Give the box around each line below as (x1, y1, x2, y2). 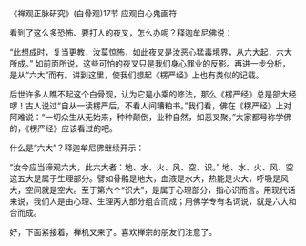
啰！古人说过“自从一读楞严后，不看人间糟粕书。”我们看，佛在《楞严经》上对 (9, 100, 292, 111)
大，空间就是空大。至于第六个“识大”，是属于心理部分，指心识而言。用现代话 (9, 185, 296, 195)
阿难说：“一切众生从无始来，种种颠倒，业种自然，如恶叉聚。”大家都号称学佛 (9, 112, 292, 122)
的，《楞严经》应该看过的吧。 (9, 123, 117, 134)
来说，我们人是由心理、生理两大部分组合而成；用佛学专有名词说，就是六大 (9, 196, 289, 207)
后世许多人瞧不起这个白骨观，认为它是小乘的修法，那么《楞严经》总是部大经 (9, 89, 297, 99)
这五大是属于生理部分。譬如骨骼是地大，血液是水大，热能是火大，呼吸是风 (9, 173, 289, 184)
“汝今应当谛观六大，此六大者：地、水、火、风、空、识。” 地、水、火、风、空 (9, 162, 294, 172)
